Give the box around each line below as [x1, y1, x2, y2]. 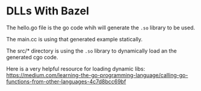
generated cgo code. [6, 53, 58, 60]
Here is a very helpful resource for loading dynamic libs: [6, 65, 146, 72]
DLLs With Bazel [6, 4, 89, 18]
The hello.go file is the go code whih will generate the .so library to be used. [6, 24, 196, 31]
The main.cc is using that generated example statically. [6, 35, 143, 43]
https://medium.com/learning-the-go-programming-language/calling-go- [6, 71, 188, 78]
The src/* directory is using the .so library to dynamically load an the [6, 47, 177, 54]
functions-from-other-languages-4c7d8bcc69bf [6, 78, 126, 85]
